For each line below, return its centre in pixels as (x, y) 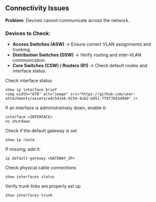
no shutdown (18, 122)
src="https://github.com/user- (103, 94)
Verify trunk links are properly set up (43, 186)
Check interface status (29, 81)
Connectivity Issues (37, 8)
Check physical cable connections (41, 168)
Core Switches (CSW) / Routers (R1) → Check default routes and (80, 66)
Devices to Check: (28, 33)
